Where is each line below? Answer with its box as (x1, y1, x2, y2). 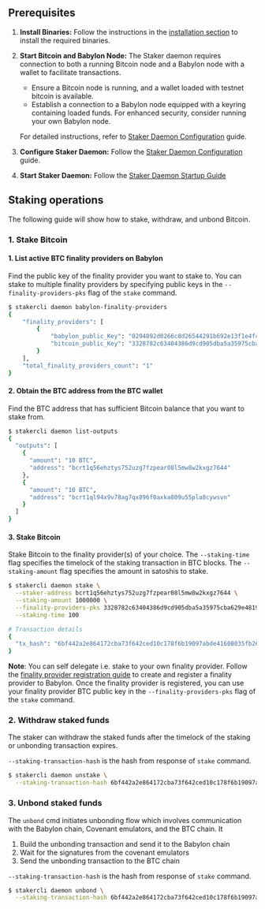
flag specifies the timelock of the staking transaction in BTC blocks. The (8, 558, 242, 568)
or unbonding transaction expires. (8, 741, 118, 751)
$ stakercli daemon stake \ (8, 582, 101, 590)
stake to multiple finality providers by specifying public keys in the (8, 279, 223, 289)
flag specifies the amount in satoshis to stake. (59, 567, 209, 576)
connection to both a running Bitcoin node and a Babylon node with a (19, 59, 244, 69)
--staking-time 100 (15, 611, 80, 619)
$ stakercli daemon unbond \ (8, 886, 104, 894)
